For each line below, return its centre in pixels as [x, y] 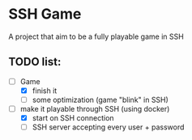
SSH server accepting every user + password [108, 127]
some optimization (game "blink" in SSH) [100, 100]
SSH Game [45, 14]
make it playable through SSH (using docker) [95, 108]
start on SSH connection [73, 118]
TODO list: [35, 62]
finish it [45, 91]
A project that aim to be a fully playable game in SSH [96, 36]
